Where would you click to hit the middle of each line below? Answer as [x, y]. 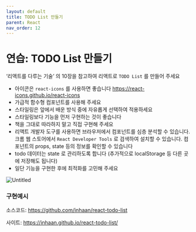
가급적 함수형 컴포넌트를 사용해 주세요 [58, 102]
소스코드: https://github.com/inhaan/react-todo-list [67, 210]
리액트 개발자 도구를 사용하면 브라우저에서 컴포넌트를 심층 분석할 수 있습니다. [102, 132]
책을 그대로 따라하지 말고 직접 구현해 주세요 [64, 125]
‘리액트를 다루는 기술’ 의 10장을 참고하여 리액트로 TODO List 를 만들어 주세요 [93, 76]
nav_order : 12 [23, 28]
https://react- [129, 89]
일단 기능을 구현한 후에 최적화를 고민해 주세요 [66, 169]
